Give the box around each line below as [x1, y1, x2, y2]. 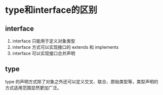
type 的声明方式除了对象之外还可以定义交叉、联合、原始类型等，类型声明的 [5, 78, 159, 84]
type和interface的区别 [5, 4, 97, 16]
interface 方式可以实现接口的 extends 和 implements [12, 44, 119, 50]
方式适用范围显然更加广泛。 [5, 85, 62, 91]
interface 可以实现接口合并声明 [12, 50, 76, 56]
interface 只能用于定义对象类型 [12, 38, 76, 44]
